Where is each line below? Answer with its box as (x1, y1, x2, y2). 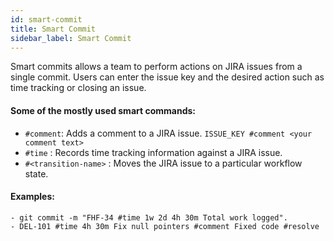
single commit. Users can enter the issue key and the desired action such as (10, 71, 325, 83)
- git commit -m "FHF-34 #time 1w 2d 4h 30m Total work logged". (10, 212, 288, 223)
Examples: (10, 191, 55, 203)
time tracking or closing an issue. (10, 82, 147, 94)
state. (24, 167, 49, 180)
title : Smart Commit (10, 24, 97, 34)
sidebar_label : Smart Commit (10, 33, 132, 43)
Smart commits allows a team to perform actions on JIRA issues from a (10, 61, 303, 73)
